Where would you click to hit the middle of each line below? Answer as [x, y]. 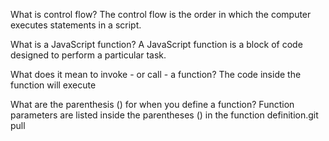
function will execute [53, 85]
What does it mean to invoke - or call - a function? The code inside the [156, 74]
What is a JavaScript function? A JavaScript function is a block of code [156, 44]
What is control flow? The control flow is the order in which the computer [161, 14]
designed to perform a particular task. [88, 55]
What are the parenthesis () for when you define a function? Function [152, 104]
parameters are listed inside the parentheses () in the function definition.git [164, 115]
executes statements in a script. [76, 25]
